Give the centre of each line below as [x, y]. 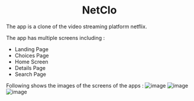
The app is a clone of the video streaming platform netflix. [77, 26]
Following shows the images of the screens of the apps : [75, 85]
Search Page [30, 74]
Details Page [30, 68]
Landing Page [32, 49]
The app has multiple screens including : [56, 38]
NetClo [99, 10]
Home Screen [31, 62]
